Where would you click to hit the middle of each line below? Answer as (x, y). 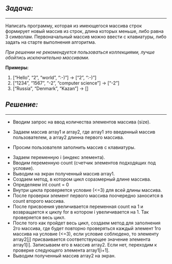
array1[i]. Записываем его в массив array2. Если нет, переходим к (85, 244)
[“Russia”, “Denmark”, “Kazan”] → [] (50, 88)
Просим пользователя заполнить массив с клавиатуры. (74, 147)
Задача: (19, 8)
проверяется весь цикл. (39, 217)
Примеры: (17, 67)
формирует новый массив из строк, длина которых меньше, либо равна (84, 31)
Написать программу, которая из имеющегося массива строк (74, 26)
